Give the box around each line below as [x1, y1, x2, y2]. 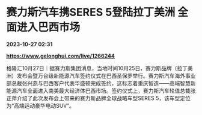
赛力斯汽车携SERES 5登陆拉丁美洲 [6, 5, 176, 19]
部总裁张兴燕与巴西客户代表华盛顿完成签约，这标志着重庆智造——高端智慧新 [6, 79, 196, 87]
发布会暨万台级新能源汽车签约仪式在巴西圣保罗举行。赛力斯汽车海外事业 [16, 72, 196, 79]
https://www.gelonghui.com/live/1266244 [6, 52, 115, 59]
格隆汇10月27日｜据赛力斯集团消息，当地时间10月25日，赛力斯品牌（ [6, 64, 177, 72]
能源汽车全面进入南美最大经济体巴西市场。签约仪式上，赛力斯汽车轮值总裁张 [6, 87, 196, 94]
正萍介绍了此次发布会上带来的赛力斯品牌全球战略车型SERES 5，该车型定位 [6, 94, 191, 102]
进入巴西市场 [17, 20, 81, 34]
